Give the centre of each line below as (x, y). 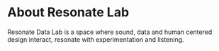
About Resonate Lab (68, 12)
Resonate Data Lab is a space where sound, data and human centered (110, 32)
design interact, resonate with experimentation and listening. (96, 39)
